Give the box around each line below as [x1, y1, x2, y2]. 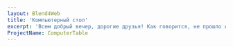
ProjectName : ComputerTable [7, 29, 89, 37]
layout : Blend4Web [7, 10, 60, 17]
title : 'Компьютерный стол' [7, 17, 89, 23]
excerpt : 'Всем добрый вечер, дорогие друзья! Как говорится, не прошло [7, 23, 222, 30]
